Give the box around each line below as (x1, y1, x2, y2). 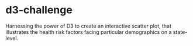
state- (173, 28, 188, 35)
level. (5, 34, 19, 41)
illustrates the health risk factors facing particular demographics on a (5, 28, 172, 35)
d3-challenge (5, 3, 73, 17)
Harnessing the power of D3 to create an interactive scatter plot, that (5, 22, 172, 29)
